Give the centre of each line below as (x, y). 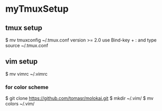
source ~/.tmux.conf (27, 46)
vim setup (21, 62)
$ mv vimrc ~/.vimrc (26, 74)
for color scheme (27, 87)
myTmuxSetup (37, 9)
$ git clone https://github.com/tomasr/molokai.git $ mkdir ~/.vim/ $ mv (79, 98)
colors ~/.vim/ (20, 104)
